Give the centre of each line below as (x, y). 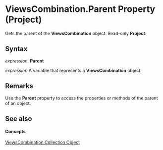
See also (19, 119)
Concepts (15, 131)
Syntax (16, 49)
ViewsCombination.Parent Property (80, 9)
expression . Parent (25, 61)
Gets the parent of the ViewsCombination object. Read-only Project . (76, 33)
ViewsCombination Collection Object (43, 143)
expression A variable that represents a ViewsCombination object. (74, 70)
